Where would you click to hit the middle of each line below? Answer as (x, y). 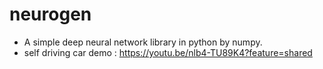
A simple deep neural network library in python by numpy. (143, 42)
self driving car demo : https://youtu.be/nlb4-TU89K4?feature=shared (168, 52)
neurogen (50, 14)
